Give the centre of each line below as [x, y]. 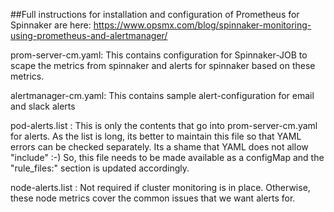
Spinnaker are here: [51, 25]
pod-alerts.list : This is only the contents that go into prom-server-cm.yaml [164, 125]
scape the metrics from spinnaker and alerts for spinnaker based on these [163, 65]
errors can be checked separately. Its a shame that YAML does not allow [159, 147]
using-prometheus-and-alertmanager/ [89, 35]
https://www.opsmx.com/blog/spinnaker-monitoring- [202, 25]
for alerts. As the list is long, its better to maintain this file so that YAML [156, 136]
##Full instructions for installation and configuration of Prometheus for [155, 14]
